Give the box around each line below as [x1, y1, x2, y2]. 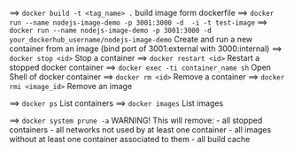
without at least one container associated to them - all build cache [9, 134, 251, 144]
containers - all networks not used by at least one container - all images [9, 125, 272, 135]
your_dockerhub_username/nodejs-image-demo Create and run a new [9, 34, 253, 44]
